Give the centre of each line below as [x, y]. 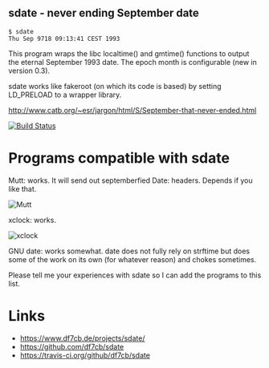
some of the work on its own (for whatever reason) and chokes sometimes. [132, 259]
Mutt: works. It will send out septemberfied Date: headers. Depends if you [130, 180]
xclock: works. [32, 220]
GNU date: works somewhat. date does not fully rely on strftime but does [129, 251]
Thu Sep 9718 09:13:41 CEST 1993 [64, 38]
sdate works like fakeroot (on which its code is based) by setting [115, 86]
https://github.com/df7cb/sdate [72, 346]
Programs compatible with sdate [119, 158]
